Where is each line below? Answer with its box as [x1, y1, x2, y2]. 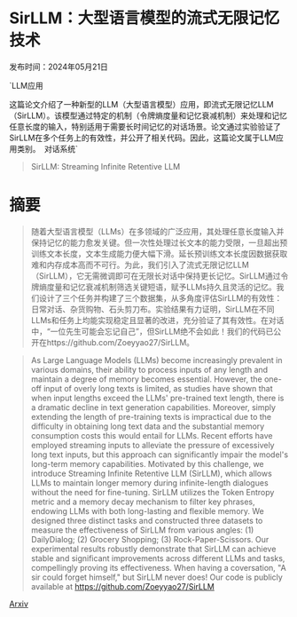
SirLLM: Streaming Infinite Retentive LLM [30, 161, 181, 171]
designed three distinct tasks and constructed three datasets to [30, 515, 263, 526]
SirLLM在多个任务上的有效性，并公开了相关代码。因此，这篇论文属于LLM [9, 132, 277, 143]
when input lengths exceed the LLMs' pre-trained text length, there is [30, 392, 285, 403]
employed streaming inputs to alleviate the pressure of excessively [30, 439, 275, 450]
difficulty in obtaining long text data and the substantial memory [30, 421, 265, 431]
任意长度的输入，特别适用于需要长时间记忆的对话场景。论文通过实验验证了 [9, 121, 281, 131]
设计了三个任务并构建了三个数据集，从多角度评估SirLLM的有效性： [38, 292, 283, 303]
